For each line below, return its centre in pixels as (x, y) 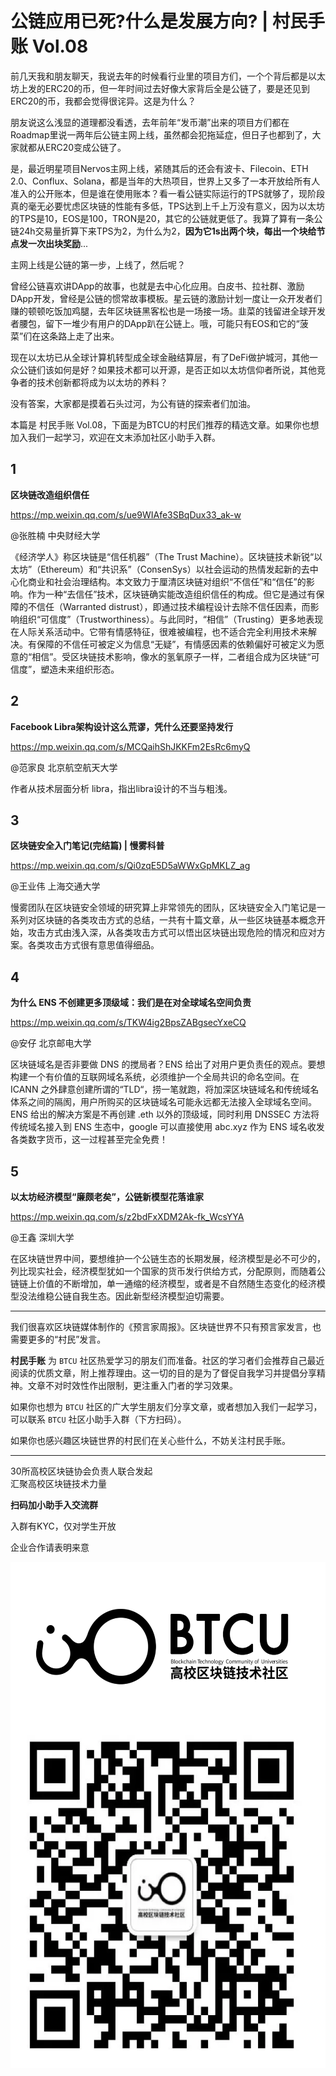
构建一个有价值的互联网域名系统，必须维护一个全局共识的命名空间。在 (155, 1077)
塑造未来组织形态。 (80, 669)
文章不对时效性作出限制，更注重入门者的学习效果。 (132, 1385)
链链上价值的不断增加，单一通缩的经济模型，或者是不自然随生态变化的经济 (163, 1283)
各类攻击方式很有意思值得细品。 (93, 945)
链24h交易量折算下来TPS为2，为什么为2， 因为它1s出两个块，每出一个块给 (163, 231)
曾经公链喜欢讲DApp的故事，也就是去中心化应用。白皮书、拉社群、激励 (157, 286)
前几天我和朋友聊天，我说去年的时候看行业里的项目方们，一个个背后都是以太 (168, 76)
